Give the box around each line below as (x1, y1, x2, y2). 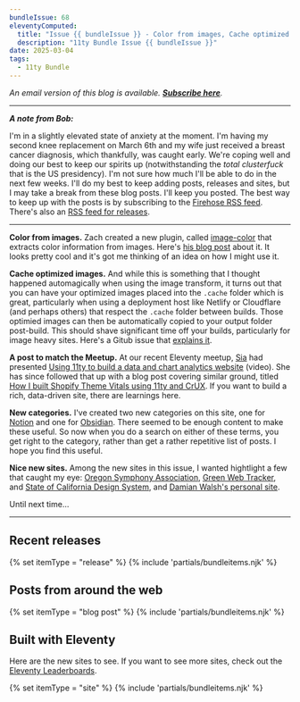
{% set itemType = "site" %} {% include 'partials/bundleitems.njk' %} (9, 682, 263, 693)
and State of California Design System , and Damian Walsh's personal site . (9, 481, 280, 492)
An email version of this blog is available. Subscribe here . (9, 87, 223, 98)
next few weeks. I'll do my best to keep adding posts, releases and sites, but (9, 178, 290, 188)
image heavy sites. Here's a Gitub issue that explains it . (9, 334, 212, 345)
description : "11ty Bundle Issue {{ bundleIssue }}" (17, 38, 218, 47)
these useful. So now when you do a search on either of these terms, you (9, 426, 279, 437)
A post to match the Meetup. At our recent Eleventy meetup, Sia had (9, 352, 263, 363)
